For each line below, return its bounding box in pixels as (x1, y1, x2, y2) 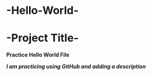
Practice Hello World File (6, 51, 70, 59)
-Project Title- (6, 31, 79, 45)
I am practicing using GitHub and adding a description (6, 63, 147, 70)
